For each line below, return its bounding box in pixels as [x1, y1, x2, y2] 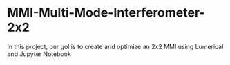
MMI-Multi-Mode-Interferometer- [7, 5, 205, 21]
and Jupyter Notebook [7, 50, 71, 58]
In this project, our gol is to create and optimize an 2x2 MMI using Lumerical [7, 42, 224, 50]
